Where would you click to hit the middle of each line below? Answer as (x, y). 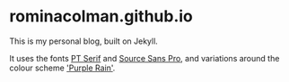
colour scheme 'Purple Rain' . (62, 68)
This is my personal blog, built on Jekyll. (84, 41)
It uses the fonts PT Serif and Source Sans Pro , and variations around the (144, 58)
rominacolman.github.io (101, 16)
